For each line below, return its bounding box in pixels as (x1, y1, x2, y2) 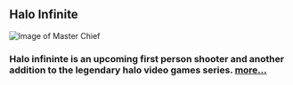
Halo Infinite (9, 7, 78, 22)
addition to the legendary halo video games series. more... (9, 64, 267, 76)
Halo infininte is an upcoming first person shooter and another (9, 52, 285, 65)
